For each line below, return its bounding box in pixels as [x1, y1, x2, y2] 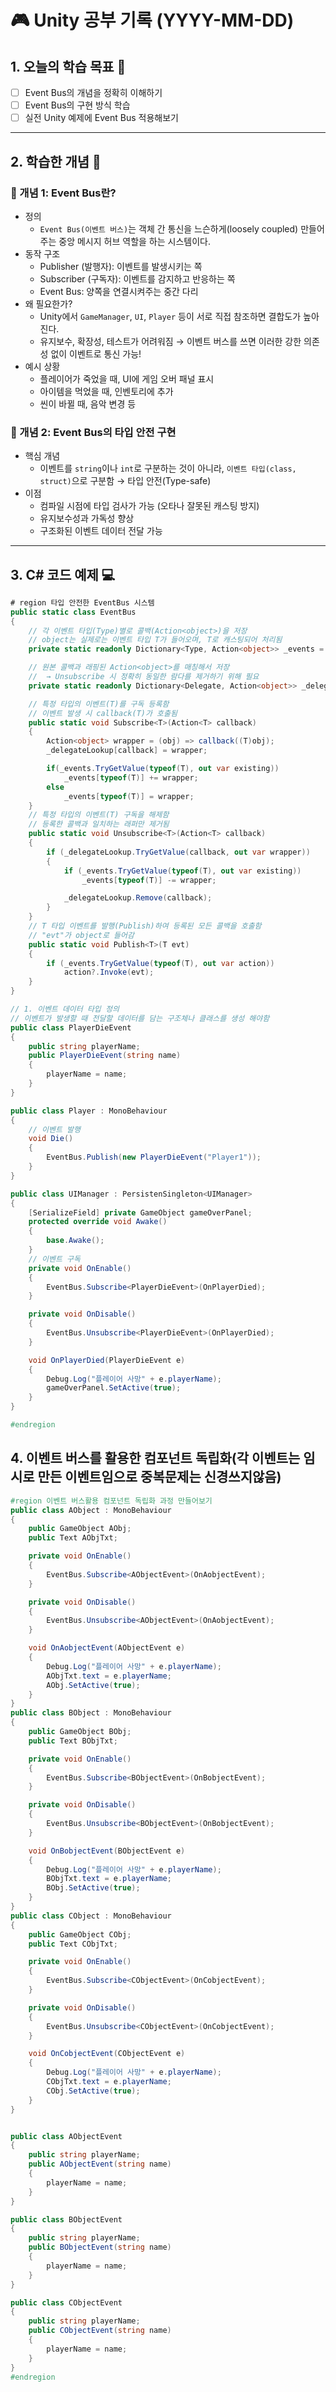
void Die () [28, 1134, 74, 1144]
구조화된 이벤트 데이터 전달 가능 [39, 525, 163, 537]
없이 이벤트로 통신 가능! [50, 347, 142, 360]
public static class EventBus [10, 607, 137, 617]
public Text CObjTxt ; [28, 1939, 118, 1949]
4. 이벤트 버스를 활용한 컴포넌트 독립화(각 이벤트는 [10, 1450, 301, 1467]
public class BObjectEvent [10, 2214, 123, 2225]
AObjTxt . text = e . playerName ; [46, 1671, 172, 1681]
